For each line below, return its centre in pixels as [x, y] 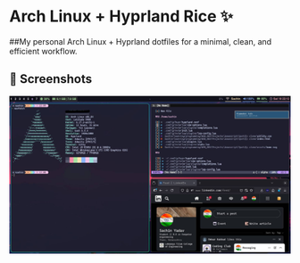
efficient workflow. [43, 51]
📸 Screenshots [51, 79]
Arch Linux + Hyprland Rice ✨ [121, 16]
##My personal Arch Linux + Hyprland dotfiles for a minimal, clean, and [141, 41]
